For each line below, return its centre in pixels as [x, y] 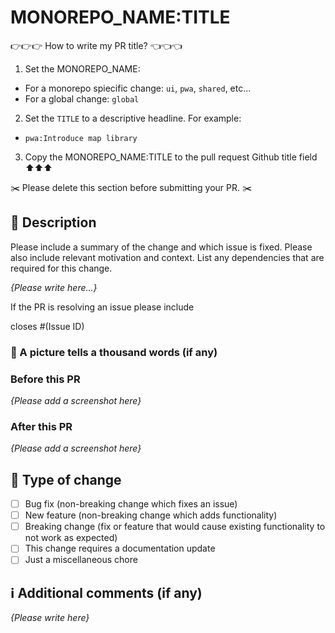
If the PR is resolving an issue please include [102, 307]
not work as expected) [71, 538]
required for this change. [61, 268]
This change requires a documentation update [120, 548]
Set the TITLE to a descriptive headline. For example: [133, 118]
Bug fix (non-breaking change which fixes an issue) [131, 504]
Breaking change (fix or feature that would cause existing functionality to [175, 527]
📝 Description [53, 222]
